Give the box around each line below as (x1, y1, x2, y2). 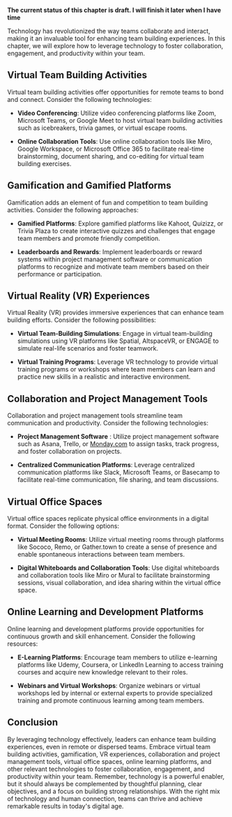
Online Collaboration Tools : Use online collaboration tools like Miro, (17, 137, 212, 145)
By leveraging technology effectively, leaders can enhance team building (7, 735, 217, 743)
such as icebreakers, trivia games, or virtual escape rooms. (17, 124, 188, 132)
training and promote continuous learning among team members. (17, 696, 205, 705)
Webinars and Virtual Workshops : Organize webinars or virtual (17, 681, 201, 690)
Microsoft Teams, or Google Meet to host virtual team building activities (17, 116, 223, 124)
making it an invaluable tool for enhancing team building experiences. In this (7, 34, 226, 43)
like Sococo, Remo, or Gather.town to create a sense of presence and (17, 543, 217, 551)
